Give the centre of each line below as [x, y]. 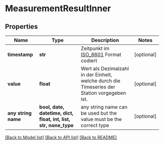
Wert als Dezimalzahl [105, 69]
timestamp [20, 54]
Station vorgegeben [103, 93]
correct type [95, 125]
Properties [21, 27]
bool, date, [52, 107]
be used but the [99, 113]
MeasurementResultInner [58, 9]
